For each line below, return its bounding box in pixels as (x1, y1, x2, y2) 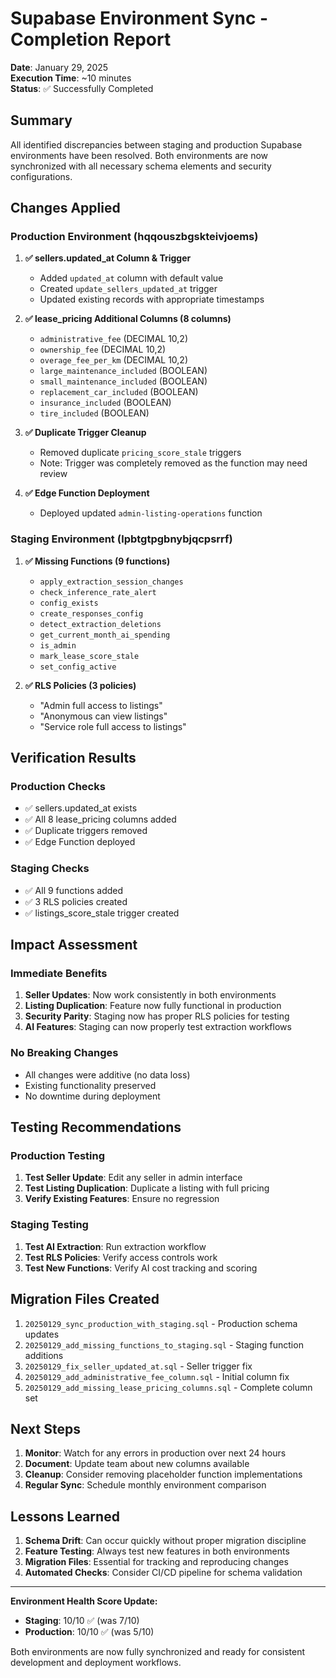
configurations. (10, 170, 73, 182)
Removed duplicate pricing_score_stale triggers (39, 447, 242, 459)
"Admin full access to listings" (39, 699, 163, 711)
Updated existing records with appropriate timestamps (39, 293, 265, 306)
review (39, 468, 68, 480)
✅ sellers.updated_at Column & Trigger (24, 252, 192, 264)
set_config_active (39, 662, 117, 672)
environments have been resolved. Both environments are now (10, 149, 269, 161)
